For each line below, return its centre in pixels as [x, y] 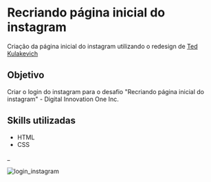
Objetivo [26, 75]
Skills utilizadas [41, 121]
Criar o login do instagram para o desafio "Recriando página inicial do [106, 91]
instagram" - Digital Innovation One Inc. [63, 99]
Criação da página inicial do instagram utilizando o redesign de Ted [102, 46]
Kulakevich [23, 54]
